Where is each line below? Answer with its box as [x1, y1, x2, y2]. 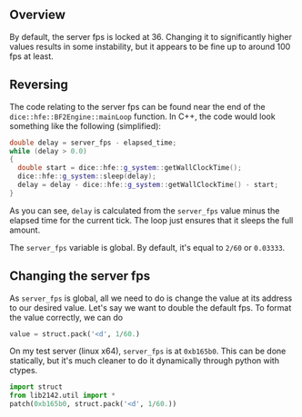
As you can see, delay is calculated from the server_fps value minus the [9, 204, 280, 216]
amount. [9, 224, 41, 235]
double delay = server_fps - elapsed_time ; [9, 138, 177, 147]
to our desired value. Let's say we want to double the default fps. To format [9, 302, 292, 313]
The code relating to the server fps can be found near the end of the [9, 101, 266, 112]
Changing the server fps [9, 268, 151, 284]
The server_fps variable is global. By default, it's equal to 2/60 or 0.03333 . [9, 242, 286, 253]
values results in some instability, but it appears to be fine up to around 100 [9, 41, 291, 52]
